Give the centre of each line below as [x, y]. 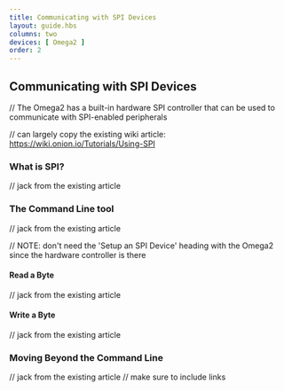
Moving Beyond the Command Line [87, 357]
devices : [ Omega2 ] [47, 42]
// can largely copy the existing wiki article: [87, 134]
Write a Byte [32, 315]
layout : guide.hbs [43, 26]
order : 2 [25, 51]
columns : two [33, 34]
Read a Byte [32, 275]
